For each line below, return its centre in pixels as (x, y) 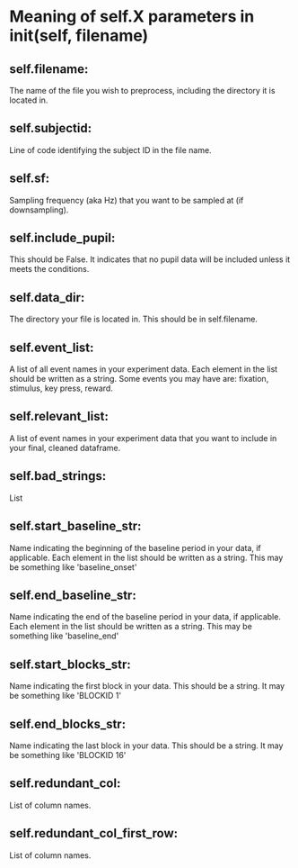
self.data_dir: (47, 298)
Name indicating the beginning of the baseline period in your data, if (136, 547)
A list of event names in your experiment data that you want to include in (143, 438)
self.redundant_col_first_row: (93, 833)
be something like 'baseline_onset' (73, 567)
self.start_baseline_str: (75, 526)
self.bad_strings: (58, 476)
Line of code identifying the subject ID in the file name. (111, 149)
